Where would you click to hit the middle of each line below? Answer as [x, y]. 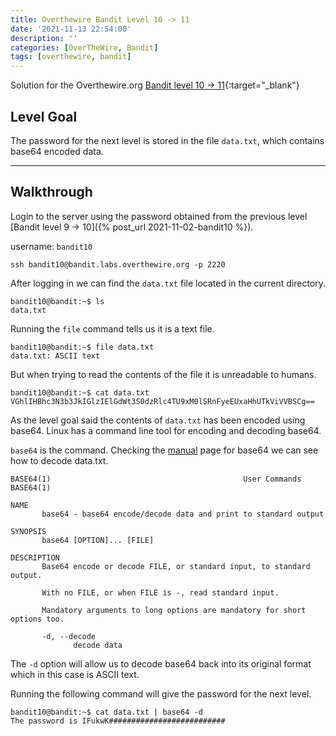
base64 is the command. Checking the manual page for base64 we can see [164, 450]
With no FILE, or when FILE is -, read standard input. [160, 592]
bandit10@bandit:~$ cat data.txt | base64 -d [106, 712]
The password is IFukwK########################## [118, 721]
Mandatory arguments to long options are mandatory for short [174, 610]
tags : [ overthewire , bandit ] [71, 57]
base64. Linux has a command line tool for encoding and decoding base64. [166, 430]
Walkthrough [51, 192]
